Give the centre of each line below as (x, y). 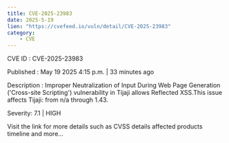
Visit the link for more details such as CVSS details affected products (105, 126)
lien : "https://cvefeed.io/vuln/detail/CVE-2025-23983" (89, 26)
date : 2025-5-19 (30, 20)
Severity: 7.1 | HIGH (34, 113)
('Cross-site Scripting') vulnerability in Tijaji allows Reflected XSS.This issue (115, 93)
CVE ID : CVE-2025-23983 (45, 58)
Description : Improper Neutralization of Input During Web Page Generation (114, 85)
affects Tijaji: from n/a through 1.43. (58, 100)
